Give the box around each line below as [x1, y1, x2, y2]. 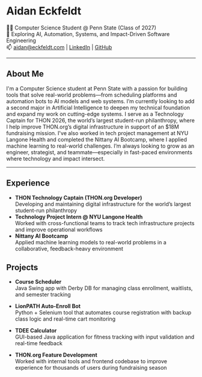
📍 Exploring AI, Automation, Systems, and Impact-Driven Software [6, 30, 170, 37]
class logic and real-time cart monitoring [14, 315, 116, 322]
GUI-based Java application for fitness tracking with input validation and [14, 333, 195, 340]
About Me [6, 69, 44, 79]
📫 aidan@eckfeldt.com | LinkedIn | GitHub [6, 43, 112, 50]
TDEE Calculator [14, 327, 57, 334]
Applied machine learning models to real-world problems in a [14, 238, 167, 246]
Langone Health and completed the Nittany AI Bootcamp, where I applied [6, 136, 188, 143]
